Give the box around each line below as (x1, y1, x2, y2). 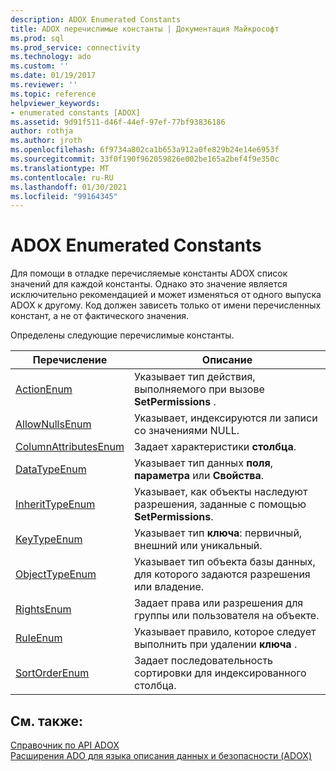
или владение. (134, 580, 205, 594)
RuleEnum (15, 631, 63, 645)
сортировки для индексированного (134, 666, 307, 680)
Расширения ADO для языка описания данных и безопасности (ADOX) (10, 750, 313, 761)
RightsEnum (15, 602, 72, 616)
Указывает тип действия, (134, 370, 256, 384)
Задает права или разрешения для (134, 596, 304, 610)
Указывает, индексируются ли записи (134, 411, 318, 425)
